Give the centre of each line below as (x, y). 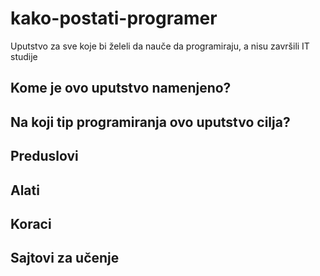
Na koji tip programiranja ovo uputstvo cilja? (150, 122)
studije (24, 56)
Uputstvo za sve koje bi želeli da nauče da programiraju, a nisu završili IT (160, 46)
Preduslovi (44, 156)
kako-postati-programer (114, 18)
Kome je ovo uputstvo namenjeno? (121, 88)
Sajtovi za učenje (65, 258)
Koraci (31, 223)
